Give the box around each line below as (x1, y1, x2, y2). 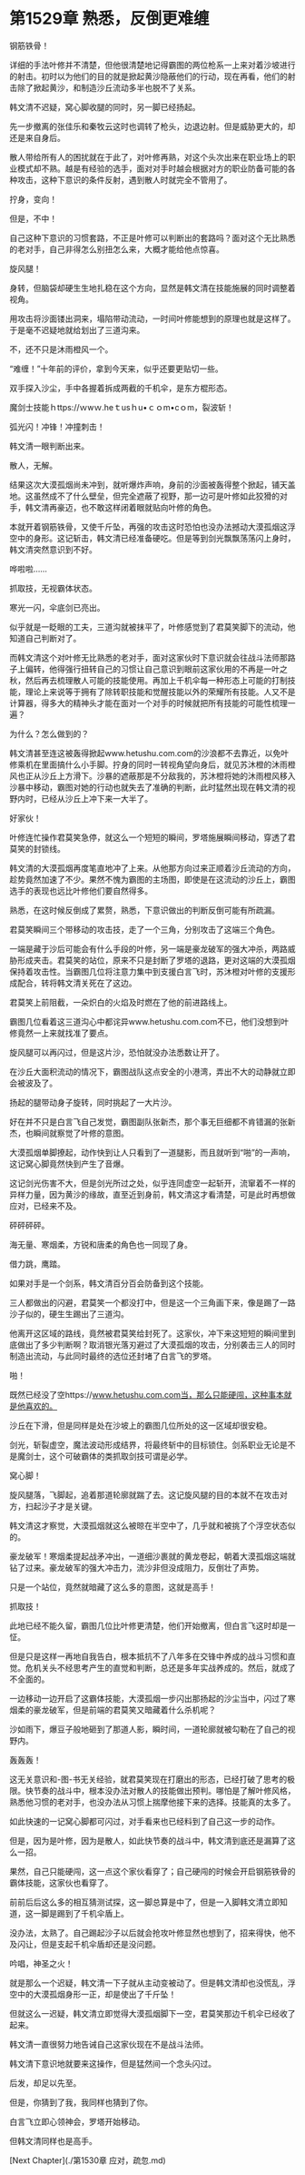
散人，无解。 (9, 460, 57, 470)
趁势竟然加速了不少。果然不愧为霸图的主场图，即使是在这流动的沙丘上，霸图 (9, 874, 296, 885)
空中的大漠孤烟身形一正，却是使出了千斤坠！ (9, 1988, 177, 1999)
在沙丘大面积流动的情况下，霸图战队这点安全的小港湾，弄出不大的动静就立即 (9, 1066, 296, 1077)
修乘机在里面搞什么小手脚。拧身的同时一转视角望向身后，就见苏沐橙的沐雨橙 (9, 759, 296, 770)
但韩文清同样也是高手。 (9, 2135, 97, 2146)
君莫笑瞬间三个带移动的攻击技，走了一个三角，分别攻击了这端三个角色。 (9, 924, 280, 935)
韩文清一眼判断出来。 (9, 440, 89, 451)
